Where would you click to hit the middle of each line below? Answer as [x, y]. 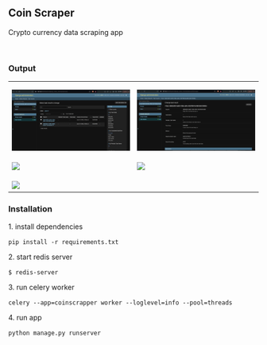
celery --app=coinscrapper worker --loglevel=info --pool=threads [120, 302]
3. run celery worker [41, 287]
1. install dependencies [46, 227]
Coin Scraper [42, 13]
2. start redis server [41, 257]
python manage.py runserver [55, 333]
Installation [31, 209]
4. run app [25, 317]
